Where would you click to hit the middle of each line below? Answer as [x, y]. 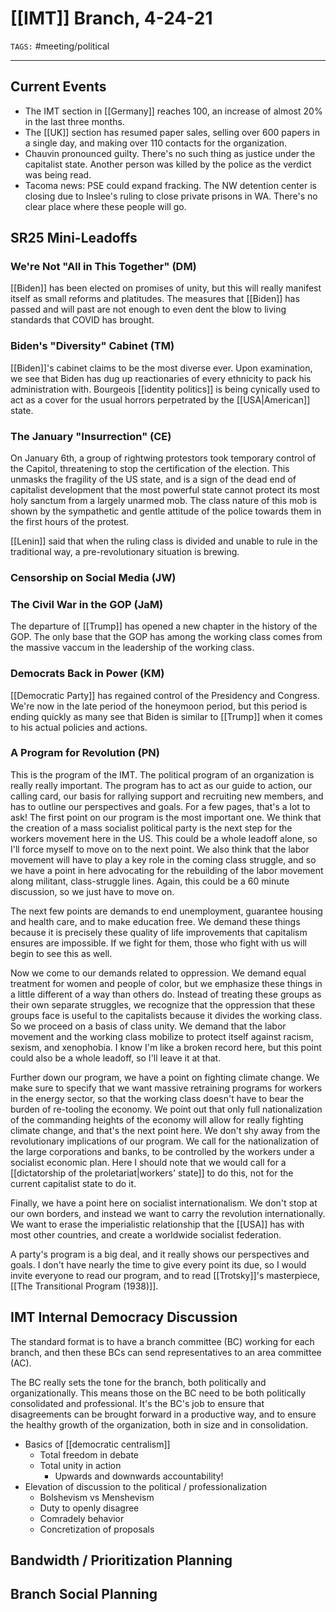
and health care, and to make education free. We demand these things [155, 921]
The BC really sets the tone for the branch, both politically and [138, 1382]
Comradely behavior [82, 1518]
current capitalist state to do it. [73, 1183]
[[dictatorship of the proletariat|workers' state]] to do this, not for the [152, 1173]
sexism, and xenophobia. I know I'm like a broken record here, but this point [166, 1047]
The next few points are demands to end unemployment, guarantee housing [166, 911]
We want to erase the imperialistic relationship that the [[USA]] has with [157, 1224]
